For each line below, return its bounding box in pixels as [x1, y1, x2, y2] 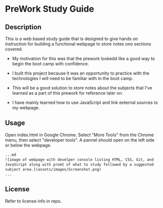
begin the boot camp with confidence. [12, 61, 89, 66]
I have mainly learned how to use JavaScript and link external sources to [12, 100, 158, 105]
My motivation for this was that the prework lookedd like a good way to [12, 56, 155, 62]
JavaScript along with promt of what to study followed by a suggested [5, 162, 154, 167]
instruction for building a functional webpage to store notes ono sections [5, 41, 151, 47]
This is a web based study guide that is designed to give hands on [5, 36, 138, 42]
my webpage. [12, 105, 40, 110]
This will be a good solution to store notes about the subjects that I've [12, 85, 152, 91]
